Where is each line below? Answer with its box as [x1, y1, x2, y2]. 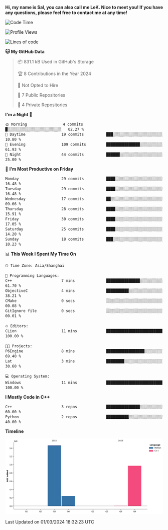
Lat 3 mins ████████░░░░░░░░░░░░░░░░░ [5, 359, 163, 364]
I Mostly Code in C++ [5, 394, 50, 400]
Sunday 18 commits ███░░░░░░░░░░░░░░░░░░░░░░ [5, 237, 163, 242]
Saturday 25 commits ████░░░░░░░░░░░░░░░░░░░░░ [5, 226, 163, 232]
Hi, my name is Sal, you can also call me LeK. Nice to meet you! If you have [5, 5, 163, 10]
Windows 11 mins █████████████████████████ [5, 380, 163, 385]
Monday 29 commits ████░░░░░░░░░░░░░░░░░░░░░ [5, 176, 163, 181]
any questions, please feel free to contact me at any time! [5, 10, 127, 16]
